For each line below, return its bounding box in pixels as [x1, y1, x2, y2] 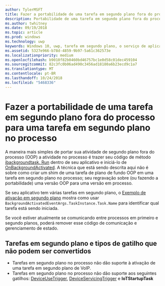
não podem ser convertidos [5, 247, 91, 255]
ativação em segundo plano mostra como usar [5, 195, 99, 201]
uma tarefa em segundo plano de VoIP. [12, 265, 91, 271]
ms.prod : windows [5, 35, 41, 40]
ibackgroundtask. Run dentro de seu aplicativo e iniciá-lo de [5, 159, 127, 165]
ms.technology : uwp [5, 39, 45, 44]
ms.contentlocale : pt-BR [5, 71, 56, 76]
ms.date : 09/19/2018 [5, 26, 48, 30]
